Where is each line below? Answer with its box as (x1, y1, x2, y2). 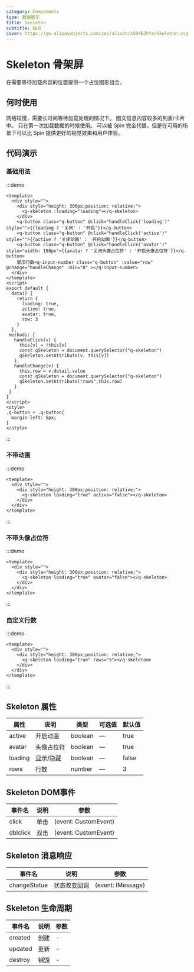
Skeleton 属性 (6, 702, 57, 712)
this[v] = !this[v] (19, 342, 67, 348)
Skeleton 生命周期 (6, 903, 73, 913)
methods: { (8, 332, 35, 338)
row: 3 (21, 316, 38, 322)
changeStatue (9, 881, 48, 889)
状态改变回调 (53, 881, 90, 889)
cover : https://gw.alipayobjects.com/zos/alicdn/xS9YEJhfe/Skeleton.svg (6, 31, 189, 37)
